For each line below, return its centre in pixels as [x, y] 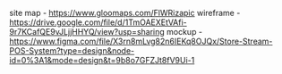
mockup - [185, 32]
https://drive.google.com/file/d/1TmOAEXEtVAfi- [98, 22]
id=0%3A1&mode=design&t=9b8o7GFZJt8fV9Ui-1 [102, 60]
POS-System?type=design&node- [72, 51]
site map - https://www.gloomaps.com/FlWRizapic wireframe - [125, 13]
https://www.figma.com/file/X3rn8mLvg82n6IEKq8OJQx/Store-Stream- [141, 41]
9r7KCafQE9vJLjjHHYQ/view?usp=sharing [87, 32]
